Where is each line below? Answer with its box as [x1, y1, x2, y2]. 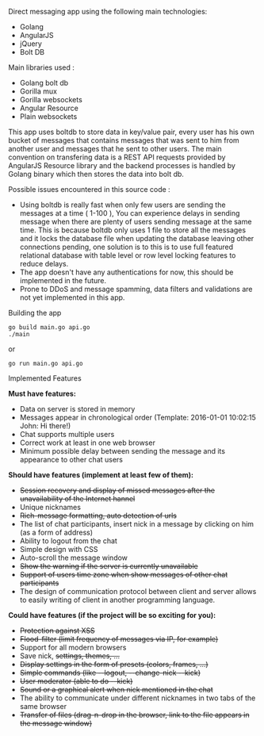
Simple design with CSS [19, 545, 98, 554]
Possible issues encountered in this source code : [8, 185, 170, 194]
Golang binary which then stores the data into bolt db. [8, 170, 185, 178]
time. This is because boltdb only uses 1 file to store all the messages [19, 225, 247, 235]
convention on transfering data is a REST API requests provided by [8, 152, 226, 162]
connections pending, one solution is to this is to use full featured [19, 242, 234, 251]
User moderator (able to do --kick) [19, 677, 133, 685]
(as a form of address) [19, 527, 94, 537]
